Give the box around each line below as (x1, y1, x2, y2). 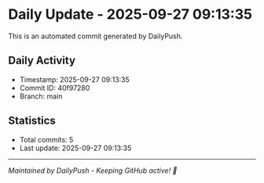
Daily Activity (8, 54, 76, 67)
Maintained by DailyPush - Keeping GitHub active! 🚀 (8, 166, 178, 175)
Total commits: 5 (19, 135, 74, 144)
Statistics (8, 114, 57, 127)
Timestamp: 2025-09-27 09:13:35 (19, 74, 130, 84)
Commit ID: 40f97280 (19, 83, 90, 92)
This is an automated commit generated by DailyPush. (8, 31, 183, 41)
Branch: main (19, 91, 63, 101)
